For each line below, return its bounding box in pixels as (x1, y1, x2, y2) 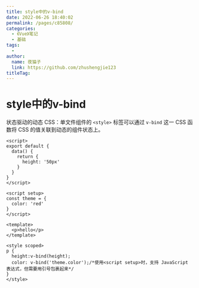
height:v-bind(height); (11, 253, 71, 259)
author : (6, 53, 26, 59)
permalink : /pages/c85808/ (6, 20, 74, 26)
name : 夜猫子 (11, 59, 41, 65)
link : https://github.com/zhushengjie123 (11, 64, 117, 71)
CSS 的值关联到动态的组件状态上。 (17, 126, 104, 134)
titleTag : (6, 70, 31, 76)
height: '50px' (22, 159, 60, 165)
